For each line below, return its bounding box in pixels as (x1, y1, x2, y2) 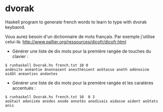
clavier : (12, 53, 28, 59)
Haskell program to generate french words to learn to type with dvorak (5, 19, 147, 25)
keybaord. (5, 24, 25, 30)
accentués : (12, 85, 36, 91)
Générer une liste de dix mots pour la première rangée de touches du (12, 48, 151, 54)
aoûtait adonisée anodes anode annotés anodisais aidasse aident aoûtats (5, 98, 159, 104)
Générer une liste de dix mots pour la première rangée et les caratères (12, 80, 154, 86)
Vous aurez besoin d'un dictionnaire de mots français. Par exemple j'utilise (5, 34, 155, 39)
